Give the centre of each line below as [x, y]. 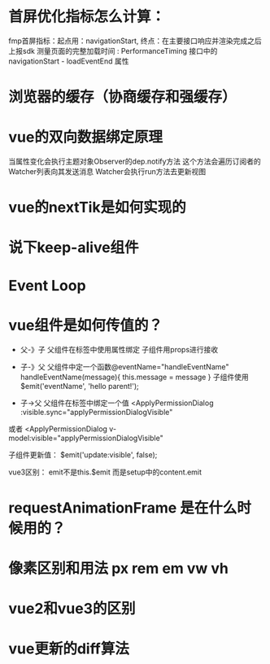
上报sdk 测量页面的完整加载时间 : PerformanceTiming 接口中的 [113, 50]
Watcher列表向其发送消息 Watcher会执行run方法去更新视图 [107, 172]
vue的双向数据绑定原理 [85, 137]
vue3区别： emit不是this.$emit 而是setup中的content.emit [105, 472]
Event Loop [48, 285]
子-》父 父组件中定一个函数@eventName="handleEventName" [124, 366]
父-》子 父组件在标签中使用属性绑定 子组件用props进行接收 [119, 349]
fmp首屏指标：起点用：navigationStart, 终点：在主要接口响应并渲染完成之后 [135, 41]
